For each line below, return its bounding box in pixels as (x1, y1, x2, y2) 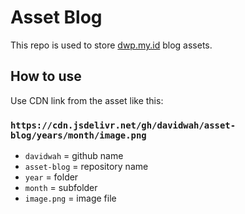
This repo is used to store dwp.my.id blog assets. (10, 39, 213, 51)
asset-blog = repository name (24, 161, 149, 173)
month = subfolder (24, 182, 98, 194)
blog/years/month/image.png (10, 129, 147, 141)
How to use (10, 68, 82, 85)
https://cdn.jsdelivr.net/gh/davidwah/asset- (10, 119, 237, 131)
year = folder (24, 171, 79, 183)
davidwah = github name (24, 150, 124, 162)
